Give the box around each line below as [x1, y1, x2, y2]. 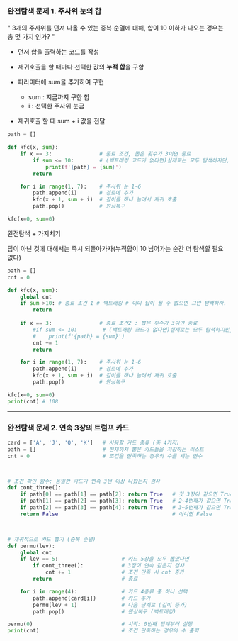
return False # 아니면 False [20, 511, 212, 518]
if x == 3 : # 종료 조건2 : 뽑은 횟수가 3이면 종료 [20, 320, 198, 327]
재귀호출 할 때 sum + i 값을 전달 [17, 117, 106, 126]
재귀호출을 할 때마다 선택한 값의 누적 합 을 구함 [17, 62, 144, 72]
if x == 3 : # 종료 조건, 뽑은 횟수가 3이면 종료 [20, 150, 191, 157]
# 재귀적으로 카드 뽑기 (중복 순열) [7, 535, 96, 543]
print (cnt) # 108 [7, 398, 59, 405]
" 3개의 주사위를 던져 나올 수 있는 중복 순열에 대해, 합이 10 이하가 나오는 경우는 [7, 23, 225, 33]
